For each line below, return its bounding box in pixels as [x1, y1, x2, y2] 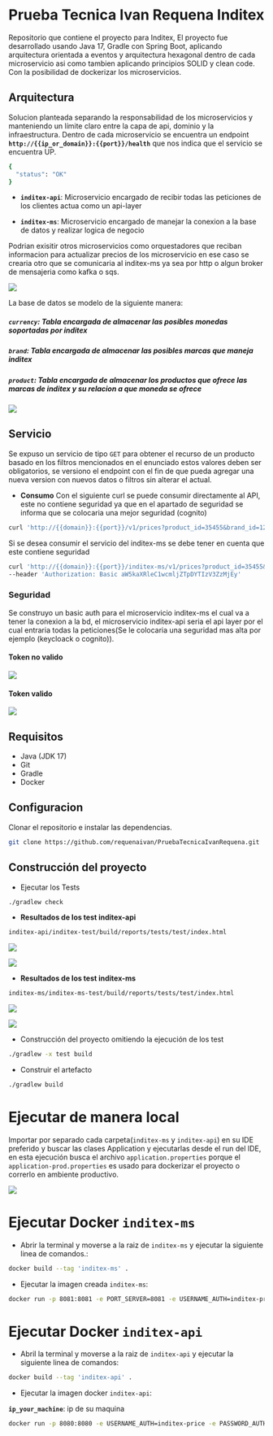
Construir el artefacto [19, 1065, 92, 1075]
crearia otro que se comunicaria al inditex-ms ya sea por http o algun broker [8, 259, 263, 268]
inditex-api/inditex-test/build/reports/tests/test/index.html [8, 929, 227, 937]
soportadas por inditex [8, 325, 88, 335]
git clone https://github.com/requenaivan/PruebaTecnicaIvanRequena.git [8, 838, 260, 846]
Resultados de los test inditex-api [19, 912, 136, 922]
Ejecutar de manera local [8, 1108, 180, 1127]
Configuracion [8, 801, 84, 815]
